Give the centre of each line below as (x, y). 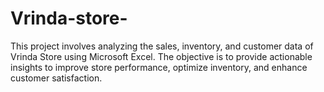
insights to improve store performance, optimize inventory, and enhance (159, 67)
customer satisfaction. (56, 78)
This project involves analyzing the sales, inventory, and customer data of (162, 46)
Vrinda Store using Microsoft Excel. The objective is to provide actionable (161, 56)
